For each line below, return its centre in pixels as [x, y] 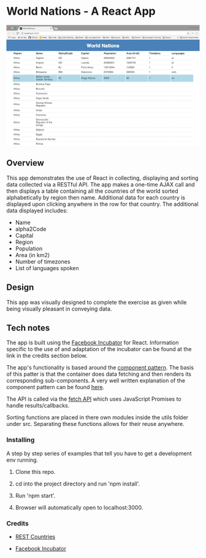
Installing [21, 440]
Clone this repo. [35, 471]
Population [29, 248]
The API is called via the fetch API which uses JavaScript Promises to [94, 399]
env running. [22, 460]
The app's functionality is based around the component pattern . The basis [100, 368]
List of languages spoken [47, 268]
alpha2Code [31, 229]
